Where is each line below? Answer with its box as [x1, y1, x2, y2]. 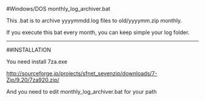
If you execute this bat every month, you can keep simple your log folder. [6, 29, 190, 36]
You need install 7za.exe [6, 58, 68, 65]
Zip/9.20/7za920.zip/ [6, 76, 60, 83]
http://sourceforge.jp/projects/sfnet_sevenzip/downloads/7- [6, 70, 157, 77]
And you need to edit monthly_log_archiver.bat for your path [6, 88, 157, 95]
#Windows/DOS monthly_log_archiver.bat [6, 5, 111, 12]
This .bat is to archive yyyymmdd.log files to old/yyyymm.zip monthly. [6, 17, 182, 24]
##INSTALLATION [6, 46, 51, 54]
